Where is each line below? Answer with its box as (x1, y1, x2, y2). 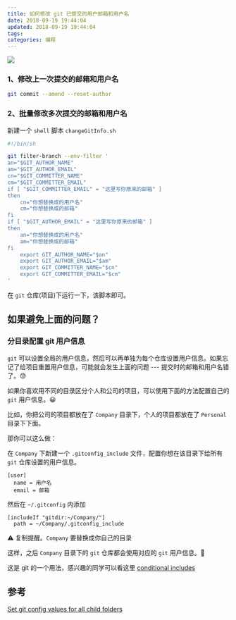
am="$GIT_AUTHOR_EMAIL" (7, 166, 77, 173)
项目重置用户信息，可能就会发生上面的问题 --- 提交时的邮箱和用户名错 (25, 362, 230, 371)
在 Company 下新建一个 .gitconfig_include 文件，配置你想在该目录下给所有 (7, 449, 223, 457)
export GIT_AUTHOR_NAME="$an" (20, 251, 109, 258)
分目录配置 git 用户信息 (7, 336, 85, 346)
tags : (7, 30, 23, 37)
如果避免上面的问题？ (7, 314, 100, 325)
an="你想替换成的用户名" (20, 231, 83, 238)
